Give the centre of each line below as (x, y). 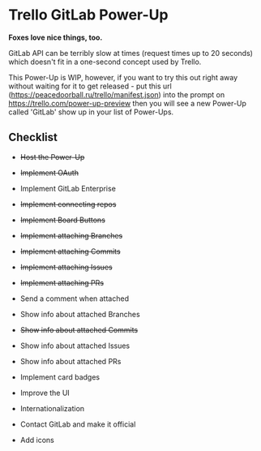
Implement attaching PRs (62, 282)
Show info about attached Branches (80, 314)
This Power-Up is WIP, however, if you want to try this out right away (123, 77)
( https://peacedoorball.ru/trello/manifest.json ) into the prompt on (117, 94)
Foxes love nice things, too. (56, 37)
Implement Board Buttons (62, 220)
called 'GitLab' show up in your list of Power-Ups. (91, 112)
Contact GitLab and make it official (78, 424)
